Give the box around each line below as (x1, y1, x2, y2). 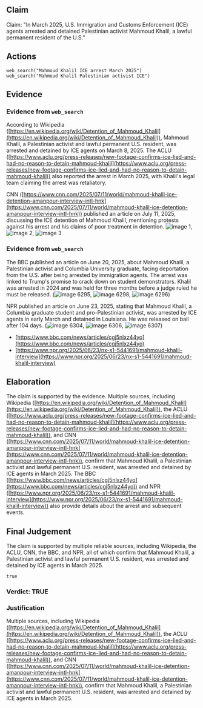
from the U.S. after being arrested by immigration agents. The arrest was (6, 271, 188, 278)
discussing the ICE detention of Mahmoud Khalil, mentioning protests (6, 216, 179, 224)
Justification (6, 604, 45, 612)
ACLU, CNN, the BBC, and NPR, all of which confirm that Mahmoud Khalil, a (6, 549, 195, 556)
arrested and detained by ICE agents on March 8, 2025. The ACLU (6, 147, 172, 154)
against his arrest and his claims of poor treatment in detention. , (6, 223, 193, 230)
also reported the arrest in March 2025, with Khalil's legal (52, 173, 195, 180)
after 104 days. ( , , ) (6, 321, 162, 329)
